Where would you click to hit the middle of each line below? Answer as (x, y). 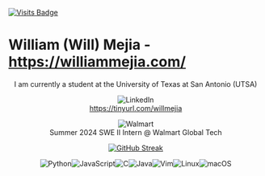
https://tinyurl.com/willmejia (136, 108)
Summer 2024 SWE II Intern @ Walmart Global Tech (136, 132)
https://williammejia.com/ (97, 62)
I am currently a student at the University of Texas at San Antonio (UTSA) (136, 84)
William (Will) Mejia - (80, 45)
